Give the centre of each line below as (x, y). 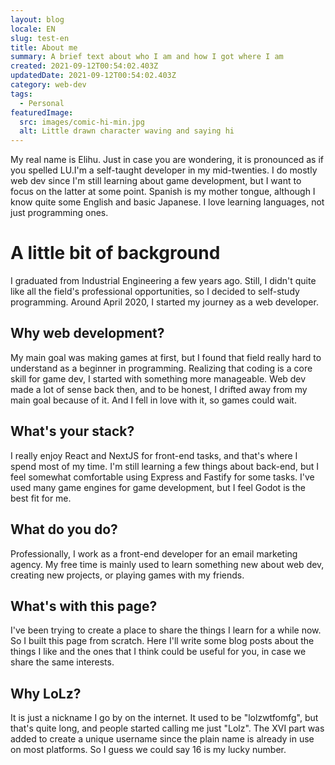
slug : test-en (40, 38)
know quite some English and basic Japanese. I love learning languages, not (167, 202)
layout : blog (37, 19)
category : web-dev (48, 85)
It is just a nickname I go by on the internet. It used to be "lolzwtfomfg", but (164, 718)
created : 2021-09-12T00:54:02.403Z (84, 66)
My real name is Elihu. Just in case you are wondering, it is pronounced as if (167, 160)
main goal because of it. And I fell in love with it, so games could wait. (153, 400)
